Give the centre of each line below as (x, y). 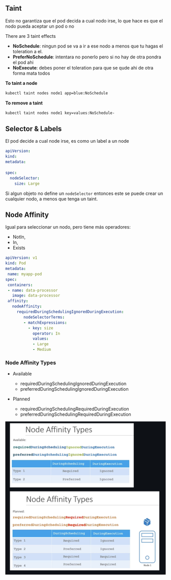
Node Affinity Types (31, 363)
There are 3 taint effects (31, 36)
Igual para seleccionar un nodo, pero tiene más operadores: (68, 227)
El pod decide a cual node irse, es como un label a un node (67, 141)
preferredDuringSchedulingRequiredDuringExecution (76, 414)
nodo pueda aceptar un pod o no (40, 26)
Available (22, 374)
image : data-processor (36, 296)
